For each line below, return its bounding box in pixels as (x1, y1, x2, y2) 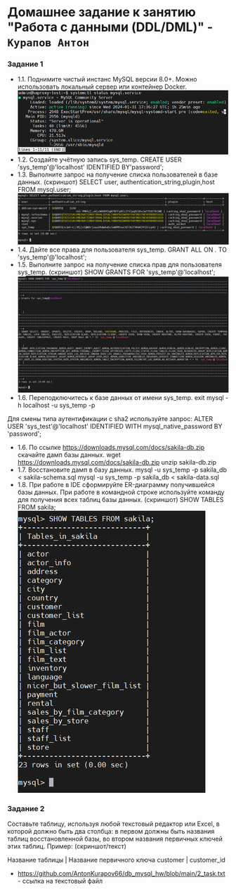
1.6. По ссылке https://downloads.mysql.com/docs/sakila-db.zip (17, 443, 205, 451)
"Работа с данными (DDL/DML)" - (7, 19, 214, 35)
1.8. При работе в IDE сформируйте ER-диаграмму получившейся (17, 480, 215, 489)
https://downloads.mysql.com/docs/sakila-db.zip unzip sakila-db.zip (17, 458, 216, 466)
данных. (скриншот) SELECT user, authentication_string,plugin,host (17, 178, 216, 186)
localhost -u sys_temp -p (23, 401, 96, 409)
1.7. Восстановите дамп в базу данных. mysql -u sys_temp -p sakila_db (17, 465, 227, 474)
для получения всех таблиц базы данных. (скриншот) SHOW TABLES (17, 495, 224, 503)
